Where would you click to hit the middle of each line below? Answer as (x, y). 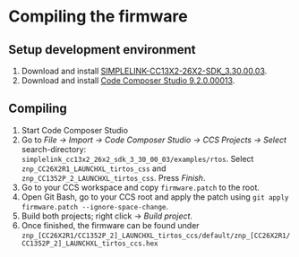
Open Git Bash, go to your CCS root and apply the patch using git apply (155, 197)
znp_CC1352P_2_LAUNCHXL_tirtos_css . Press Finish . (113, 177)
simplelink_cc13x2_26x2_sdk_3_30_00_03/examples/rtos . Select (137, 158)
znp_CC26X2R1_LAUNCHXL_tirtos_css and (94, 168)
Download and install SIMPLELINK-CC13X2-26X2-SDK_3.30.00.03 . (144, 71)
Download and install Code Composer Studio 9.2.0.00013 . (128, 81)
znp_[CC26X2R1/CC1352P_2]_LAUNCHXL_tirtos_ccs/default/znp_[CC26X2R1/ (156, 236)
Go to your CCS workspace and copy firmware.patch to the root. (141, 187)
